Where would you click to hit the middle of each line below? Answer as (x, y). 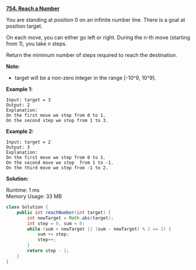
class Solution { (27, 207)
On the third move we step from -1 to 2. (57, 168)
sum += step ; (53, 234)
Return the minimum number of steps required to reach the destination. (92, 55)
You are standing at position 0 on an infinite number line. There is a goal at (96, 20)
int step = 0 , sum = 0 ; (56, 223)
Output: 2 (18, 105)
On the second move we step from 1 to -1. (60, 163)
